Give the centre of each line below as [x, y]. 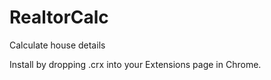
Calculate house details [57, 45]
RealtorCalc [59, 17]
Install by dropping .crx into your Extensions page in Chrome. [135, 64]
